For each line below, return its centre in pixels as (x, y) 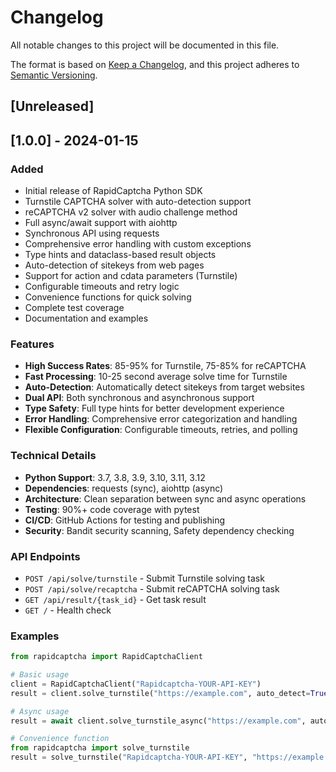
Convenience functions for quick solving (108, 297)
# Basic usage (40, 675)
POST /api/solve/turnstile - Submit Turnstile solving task (144, 578)
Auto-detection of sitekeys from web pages (114, 265)
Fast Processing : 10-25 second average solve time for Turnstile (156, 377)
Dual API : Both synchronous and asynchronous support (139, 398)
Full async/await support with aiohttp (101, 223)
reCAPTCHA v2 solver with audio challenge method (131, 212)
